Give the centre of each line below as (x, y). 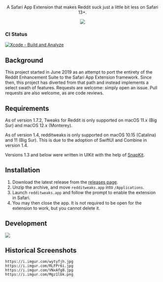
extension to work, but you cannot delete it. (56, 208)
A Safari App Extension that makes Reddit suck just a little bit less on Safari (82, 7)
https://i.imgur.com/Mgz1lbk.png (39, 275)
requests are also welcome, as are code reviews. (54, 93)
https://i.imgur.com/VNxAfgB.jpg (39, 270)
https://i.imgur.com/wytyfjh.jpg (39, 262)
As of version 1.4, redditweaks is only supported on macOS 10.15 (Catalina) (81, 135)
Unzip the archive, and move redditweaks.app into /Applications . (78, 187)
